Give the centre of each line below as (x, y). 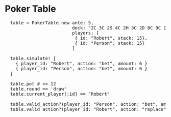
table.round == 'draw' (38, 89)
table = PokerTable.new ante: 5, (52, 23)
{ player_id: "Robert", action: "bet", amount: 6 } (81, 63)
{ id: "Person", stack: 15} (110, 43)
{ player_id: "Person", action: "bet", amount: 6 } (81, 68)
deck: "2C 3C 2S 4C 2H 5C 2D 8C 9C (116, 28)
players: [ (86, 33)
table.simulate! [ (33, 58)
